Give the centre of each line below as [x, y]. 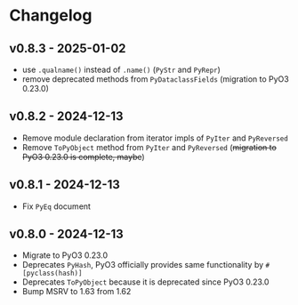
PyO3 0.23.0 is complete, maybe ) [83, 157]
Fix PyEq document [56, 206]
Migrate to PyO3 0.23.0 [65, 255]
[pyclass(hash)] [52, 273]
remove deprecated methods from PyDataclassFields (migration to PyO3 [155, 79]
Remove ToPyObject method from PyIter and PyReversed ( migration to [149, 147]
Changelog [51, 16]
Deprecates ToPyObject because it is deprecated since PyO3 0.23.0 [145, 282]
